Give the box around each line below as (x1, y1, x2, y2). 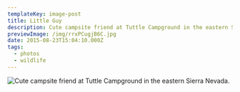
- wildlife (14, 57, 46, 64)
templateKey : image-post (7, 10, 81, 18)
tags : (7, 44, 24, 51)
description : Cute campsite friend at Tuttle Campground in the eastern (7, 24, 229, 31)
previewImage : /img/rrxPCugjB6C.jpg (7, 30, 116, 38)
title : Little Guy (7, 17, 62, 24)
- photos (14, 51, 40, 58)
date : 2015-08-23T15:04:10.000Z (7, 37, 104, 44)
